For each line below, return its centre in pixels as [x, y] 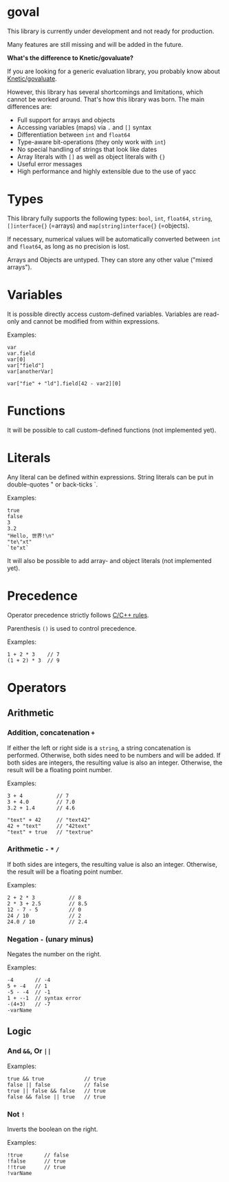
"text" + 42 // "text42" [49, 820]
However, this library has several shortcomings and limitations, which [105, 92]
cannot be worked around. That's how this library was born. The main [106, 99]
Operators [37, 688]
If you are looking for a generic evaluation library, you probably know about [113, 71]
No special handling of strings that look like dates [87, 149]
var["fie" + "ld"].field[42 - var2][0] [64, 384]
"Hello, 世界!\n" [31, 535]
